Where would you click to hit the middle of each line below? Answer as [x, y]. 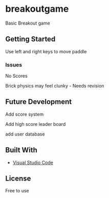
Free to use [17, 191]
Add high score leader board [36, 124]
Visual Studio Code [33, 162]
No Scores [16, 76]
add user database [25, 134]
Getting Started [30, 39]
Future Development [39, 102]
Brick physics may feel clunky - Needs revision [55, 86]
